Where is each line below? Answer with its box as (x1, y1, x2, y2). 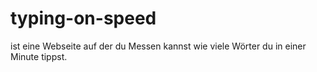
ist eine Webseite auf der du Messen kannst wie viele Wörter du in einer (10, 40, 307, 52)
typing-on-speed (10, 7, 157, 30)
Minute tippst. (10, 50, 68, 62)
